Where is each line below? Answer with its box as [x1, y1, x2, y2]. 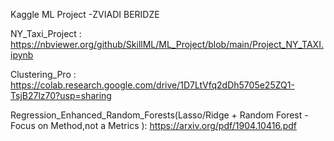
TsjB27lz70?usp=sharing [10, 90, 112, 101]
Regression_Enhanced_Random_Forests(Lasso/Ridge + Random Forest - [10, 109, 309, 121]
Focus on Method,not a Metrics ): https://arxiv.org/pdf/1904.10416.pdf [10, 120, 297, 131]
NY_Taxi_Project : [10, 28, 82, 39]
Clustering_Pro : [10, 69, 77, 80]
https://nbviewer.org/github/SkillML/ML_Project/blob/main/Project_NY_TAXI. [10, 39, 324, 50]
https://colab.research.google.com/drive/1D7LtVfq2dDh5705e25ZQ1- [10, 79, 295, 91]
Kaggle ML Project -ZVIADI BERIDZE [10, 9, 160, 20]
